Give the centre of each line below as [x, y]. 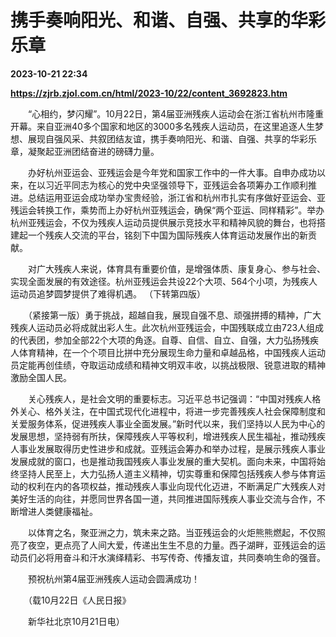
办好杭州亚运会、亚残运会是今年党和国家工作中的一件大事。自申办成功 [172, 172]
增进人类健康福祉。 [58, 511]
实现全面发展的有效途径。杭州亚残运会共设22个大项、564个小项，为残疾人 [164, 281]
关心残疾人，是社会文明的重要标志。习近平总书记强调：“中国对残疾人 [170, 398]
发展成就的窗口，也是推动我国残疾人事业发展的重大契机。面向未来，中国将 [163, 461]
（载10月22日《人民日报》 [79, 600]
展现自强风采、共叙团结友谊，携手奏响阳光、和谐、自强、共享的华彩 [167, 138]
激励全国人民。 [41, 377]
